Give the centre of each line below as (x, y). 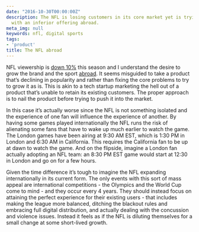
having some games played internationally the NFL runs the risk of (87, 123)
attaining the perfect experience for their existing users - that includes (92, 197)
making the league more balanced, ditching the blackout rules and (87, 204)
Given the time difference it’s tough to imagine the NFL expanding (86, 172)
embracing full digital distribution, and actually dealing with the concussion (98, 210)
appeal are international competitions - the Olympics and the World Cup (94, 185)
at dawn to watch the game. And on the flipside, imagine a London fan (92, 148)
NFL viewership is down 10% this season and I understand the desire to (93, 67)
